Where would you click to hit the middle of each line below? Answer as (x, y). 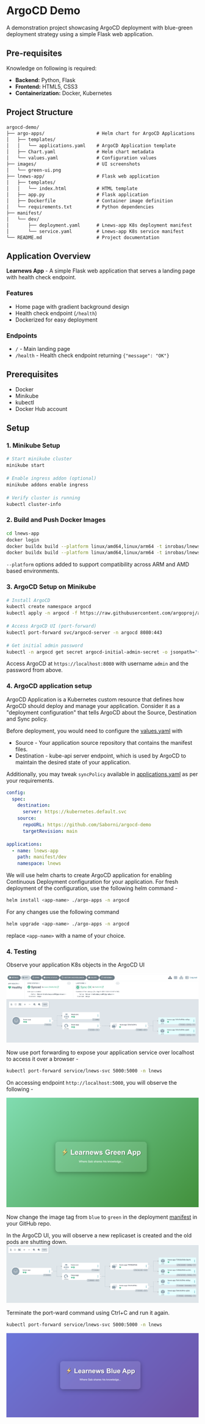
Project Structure (40, 112)
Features (20, 293)
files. (21, 749)
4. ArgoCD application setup (49, 686)
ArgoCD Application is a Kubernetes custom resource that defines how (95, 699)
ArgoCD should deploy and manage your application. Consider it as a (93, 706)
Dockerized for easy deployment (56, 320)
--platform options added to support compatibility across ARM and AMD (98, 565)
